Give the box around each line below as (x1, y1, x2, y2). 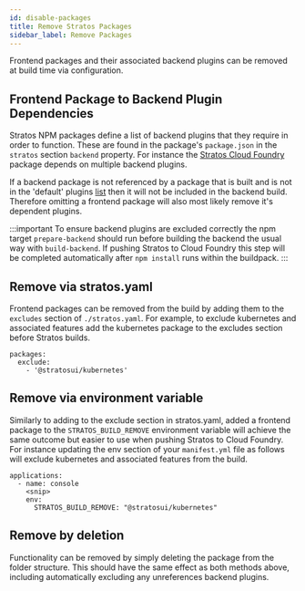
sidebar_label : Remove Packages (9, 30, 132, 39)
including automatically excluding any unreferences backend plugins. (9, 571, 269, 582)
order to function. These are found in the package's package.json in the (9, 140, 278, 150)
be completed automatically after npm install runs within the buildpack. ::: (9, 253, 289, 264)
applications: (9, 471, 64, 480)
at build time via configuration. (9, 65, 124, 76)
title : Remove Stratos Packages (9, 22, 132, 31)
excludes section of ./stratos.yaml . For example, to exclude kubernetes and (9, 313, 297, 324)
